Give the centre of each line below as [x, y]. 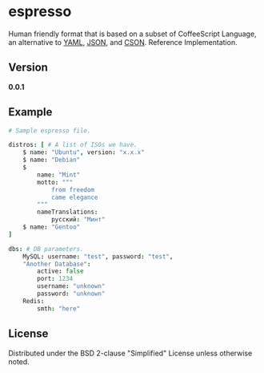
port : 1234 [55, 279]
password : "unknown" [71, 294]
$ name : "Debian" [52, 160]
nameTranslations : [68, 212]
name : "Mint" [59, 175]
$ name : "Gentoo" [52, 227]
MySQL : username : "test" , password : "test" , [98, 256]
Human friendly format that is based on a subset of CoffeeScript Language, [133, 34]
